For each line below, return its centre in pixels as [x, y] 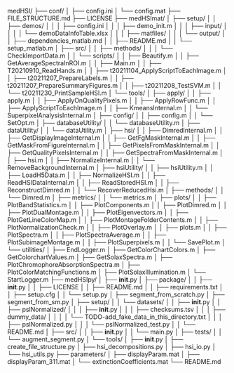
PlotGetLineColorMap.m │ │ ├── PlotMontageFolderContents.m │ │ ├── [113, 220]
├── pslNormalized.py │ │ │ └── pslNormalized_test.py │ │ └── [102, 324]
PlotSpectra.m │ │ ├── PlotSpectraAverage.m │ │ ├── [87, 235]
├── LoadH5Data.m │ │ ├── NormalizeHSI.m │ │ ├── [87, 175]
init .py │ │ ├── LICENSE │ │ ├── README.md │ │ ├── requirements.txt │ [116, 287]
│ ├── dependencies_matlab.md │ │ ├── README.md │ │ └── [100, 41]
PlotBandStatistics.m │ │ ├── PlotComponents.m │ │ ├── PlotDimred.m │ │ [117, 205]
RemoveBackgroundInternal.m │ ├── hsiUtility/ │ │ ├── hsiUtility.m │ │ [111, 168]
